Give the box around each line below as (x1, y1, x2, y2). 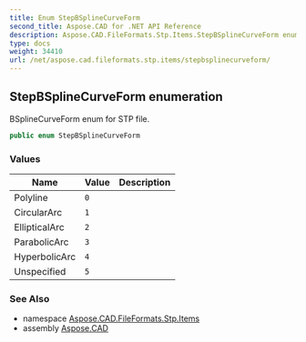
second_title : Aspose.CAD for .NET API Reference (9, 22, 202, 31)
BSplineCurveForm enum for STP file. (9, 113, 150, 124)
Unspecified (14, 265, 66, 277)
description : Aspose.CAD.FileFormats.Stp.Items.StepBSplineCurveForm (9, 30, 280, 39)
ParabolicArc (14, 236, 69, 248)
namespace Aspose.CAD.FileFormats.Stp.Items (22, 313, 200, 324)
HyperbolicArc (14, 250, 76, 263)
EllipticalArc (14, 220, 66, 233)
